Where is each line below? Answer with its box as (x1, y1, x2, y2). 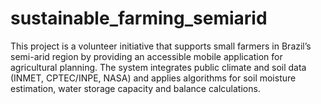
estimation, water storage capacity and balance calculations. (10, 82, 261, 94)
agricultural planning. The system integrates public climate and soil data (10, 61, 307, 73)
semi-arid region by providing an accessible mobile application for (10, 50, 283, 62)
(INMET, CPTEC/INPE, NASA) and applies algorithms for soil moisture (10, 72, 297, 84)
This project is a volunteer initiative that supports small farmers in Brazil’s (10, 40, 312, 52)
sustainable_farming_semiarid (10, 7, 268, 30)
